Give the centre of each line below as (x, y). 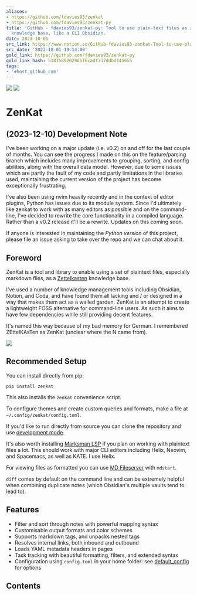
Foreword (24, 258)
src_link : (18, 45)
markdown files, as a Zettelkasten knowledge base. (68, 278)
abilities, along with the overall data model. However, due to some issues (94, 167)
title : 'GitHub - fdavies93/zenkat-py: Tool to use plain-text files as (97, 28)
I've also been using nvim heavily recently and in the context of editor (90, 197)
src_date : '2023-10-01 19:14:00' (47, 50)
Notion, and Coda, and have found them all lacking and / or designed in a (94, 296)
